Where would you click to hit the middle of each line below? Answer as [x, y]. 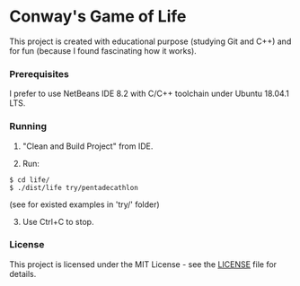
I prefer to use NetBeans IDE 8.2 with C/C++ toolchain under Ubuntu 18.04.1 [149, 94]
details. [23, 273]
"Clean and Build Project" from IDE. [88, 146]
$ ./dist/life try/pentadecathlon [74, 187]
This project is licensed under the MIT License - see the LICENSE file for [143, 264]
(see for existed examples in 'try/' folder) [84, 204]
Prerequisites [39, 74]
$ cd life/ [30, 180]
